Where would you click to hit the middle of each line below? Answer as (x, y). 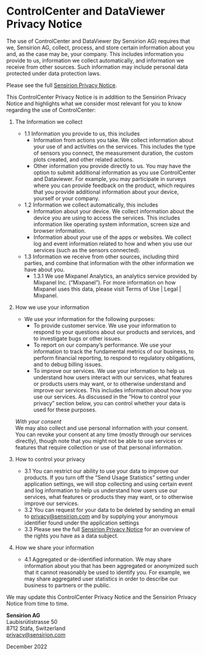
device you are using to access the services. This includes (107, 218)
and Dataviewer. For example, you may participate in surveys (110, 179)
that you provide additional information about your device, (106, 192)
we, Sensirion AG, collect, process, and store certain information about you (100, 48)
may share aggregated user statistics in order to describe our (101, 579)
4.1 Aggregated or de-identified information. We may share (98, 559)
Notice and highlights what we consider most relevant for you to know (94, 103)
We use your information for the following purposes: (90, 319)
